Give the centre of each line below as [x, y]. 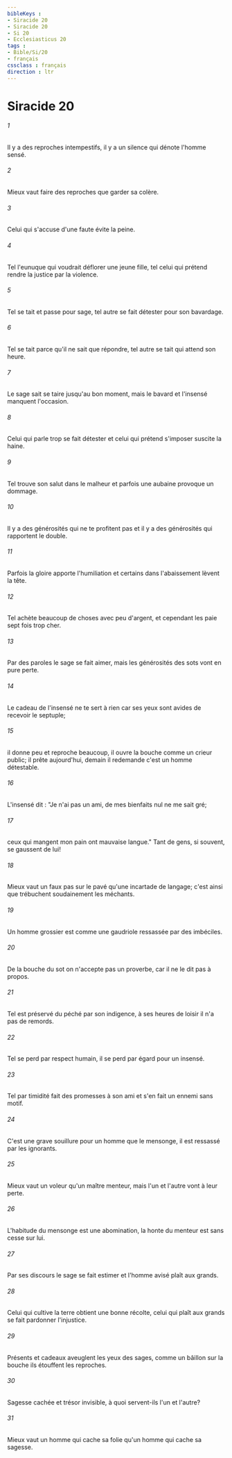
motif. [16, 1103]
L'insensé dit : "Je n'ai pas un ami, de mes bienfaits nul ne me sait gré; [107, 804]
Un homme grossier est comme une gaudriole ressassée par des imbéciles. [115, 931]
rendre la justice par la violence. [53, 274]
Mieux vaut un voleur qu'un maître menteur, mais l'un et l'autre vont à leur [113, 1186]
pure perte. [23, 670]
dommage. [23, 491]
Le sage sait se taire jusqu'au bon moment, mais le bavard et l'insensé [107, 394]
